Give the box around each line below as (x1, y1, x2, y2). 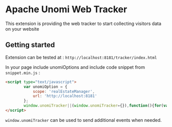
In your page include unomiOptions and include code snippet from (5, 64, 145, 70)
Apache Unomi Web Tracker (5, 4, 127, 15)
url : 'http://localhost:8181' (32, 93, 97, 99)
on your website (5, 26, 39, 32)
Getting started (5, 41, 55, 49)
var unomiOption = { (24, 84, 68, 89)
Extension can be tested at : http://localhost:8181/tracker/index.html (5, 54, 157, 60)
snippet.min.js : (5, 69, 40, 75)
